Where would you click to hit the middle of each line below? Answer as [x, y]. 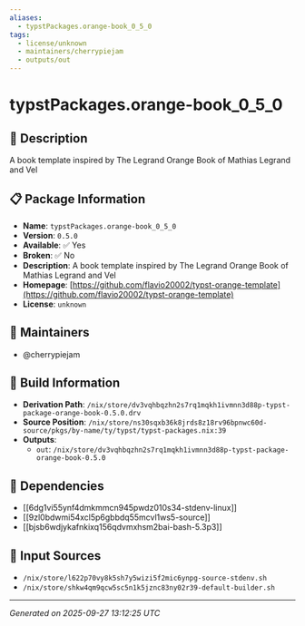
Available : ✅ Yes [54, 245]
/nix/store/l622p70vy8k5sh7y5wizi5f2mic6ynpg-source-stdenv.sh [145, 578]
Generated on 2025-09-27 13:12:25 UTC [85, 613]
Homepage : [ [48, 284]
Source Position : [54, 422]
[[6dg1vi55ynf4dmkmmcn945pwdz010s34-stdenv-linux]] [130, 508]
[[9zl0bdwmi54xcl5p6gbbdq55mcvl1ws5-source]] [116, 517]
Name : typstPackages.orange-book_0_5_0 [99, 225]
